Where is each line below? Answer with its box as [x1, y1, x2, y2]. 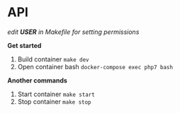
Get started [7, 41, 42, 49]
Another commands [7, 76, 67, 85]
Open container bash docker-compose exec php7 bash [17, 62, 174, 71]
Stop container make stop [17, 97, 91, 106]
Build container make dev [17, 54, 90, 64]
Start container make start [17, 90, 96, 98]
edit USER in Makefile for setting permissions [7, 28, 140, 36]
